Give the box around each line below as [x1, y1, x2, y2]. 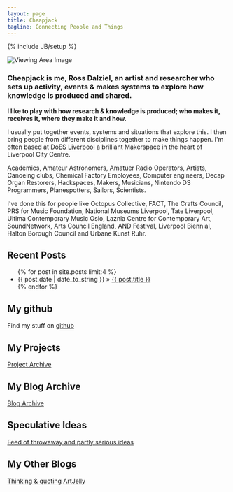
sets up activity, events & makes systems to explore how [7, 82, 204, 92]
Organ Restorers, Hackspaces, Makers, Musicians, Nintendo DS [7, 178, 191, 187]
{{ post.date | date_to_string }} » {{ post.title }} [17, 275, 151, 284]
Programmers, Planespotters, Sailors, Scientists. [7, 186, 146, 194]
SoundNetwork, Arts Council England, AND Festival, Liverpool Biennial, [7, 222, 212, 230]
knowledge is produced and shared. [7, 91, 132, 101]
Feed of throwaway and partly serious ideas [7, 437, 134, 446]
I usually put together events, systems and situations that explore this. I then [7, 127, 227, 136]
